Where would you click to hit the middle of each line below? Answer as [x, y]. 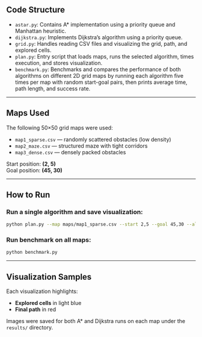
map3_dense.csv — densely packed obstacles [70, 152]
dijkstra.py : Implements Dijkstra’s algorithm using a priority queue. [99, 37]
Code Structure [35, 10]
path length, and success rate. [53, 88]
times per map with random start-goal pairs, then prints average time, [101, 82]
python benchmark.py [32, 253]
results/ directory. [29, 327]
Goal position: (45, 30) [34, 170]
